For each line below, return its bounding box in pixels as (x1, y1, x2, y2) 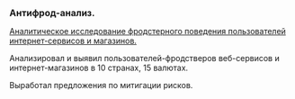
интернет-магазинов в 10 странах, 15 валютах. (9, 62, 189, 73)
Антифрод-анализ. (9, 7, 95, 19)
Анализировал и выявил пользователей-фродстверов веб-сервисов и (9, 53, 281, 63)
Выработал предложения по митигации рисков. (9, 80, 193, 90)
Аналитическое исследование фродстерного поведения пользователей (9, 26, 286, 36)
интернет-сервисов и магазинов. (9, 35, 138, 46)
